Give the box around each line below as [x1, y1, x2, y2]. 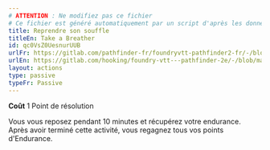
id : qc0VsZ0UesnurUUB [8, 42, 81, 50]
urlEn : [8, 57, 31, 65]
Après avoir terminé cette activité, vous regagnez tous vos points [8, 125, 224, 135]
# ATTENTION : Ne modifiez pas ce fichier [8, 11, 153, 20]
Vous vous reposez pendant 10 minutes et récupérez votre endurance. [8, 116, 241, 126]
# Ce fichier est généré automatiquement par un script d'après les [8, 19, 243, 27]
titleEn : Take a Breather [8, 34, 95, 43]
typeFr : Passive [8, 79, 63, 87]
